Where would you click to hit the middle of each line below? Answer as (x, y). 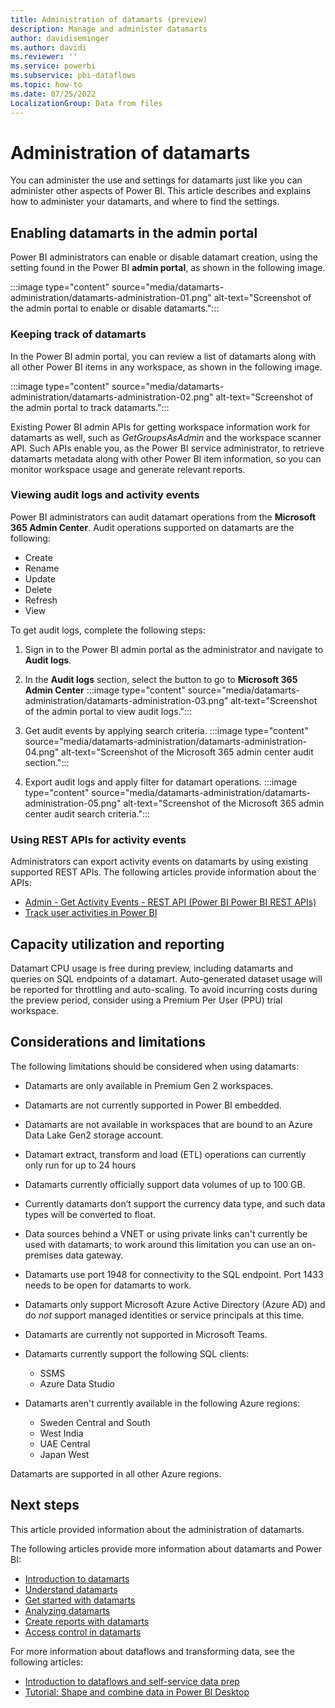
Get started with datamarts (80, 1600)
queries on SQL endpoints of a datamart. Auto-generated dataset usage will (166, 978)
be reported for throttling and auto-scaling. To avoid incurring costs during (164, 989)
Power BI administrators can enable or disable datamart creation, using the (164, 257)
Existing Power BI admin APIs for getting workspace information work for (160, 427)
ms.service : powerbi (53, 66)
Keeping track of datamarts (78, 334)
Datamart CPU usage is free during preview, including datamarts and (152, 968)
